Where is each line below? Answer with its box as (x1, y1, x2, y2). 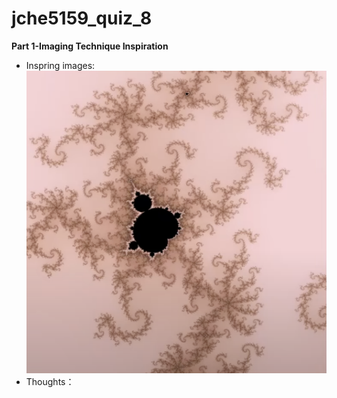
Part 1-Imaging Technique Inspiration (11, 40, 169, 52)
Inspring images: (25, 59, 96, 71)
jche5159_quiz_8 (11, 7, 153, 30)
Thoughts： (25, 375, 75, 387)
